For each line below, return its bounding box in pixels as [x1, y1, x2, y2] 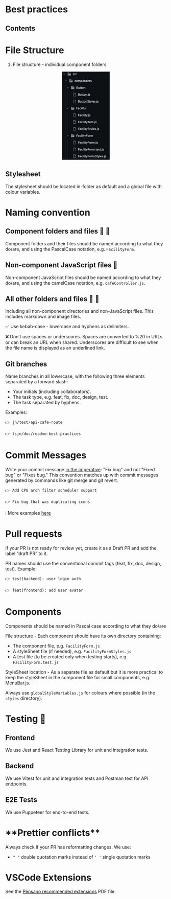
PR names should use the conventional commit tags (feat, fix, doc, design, [5, 561, 162, 566]
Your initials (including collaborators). [12, 388, 91, 395]
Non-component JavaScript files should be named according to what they [5, 274, 161, 281]
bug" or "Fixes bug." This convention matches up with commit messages [5, 472, 159, 478]
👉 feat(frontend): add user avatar [5, 588, 83, 593]
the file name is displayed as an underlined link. [5, 345, 105, 351]
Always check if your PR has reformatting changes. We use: [5, 844, 131, 850]
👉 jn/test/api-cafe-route [5, 420, 63, 425]
